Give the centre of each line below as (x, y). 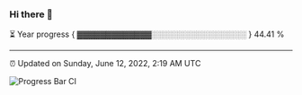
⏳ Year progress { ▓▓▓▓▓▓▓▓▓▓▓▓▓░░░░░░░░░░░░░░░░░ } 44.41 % (147, 34)
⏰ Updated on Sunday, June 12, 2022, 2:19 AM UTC (105, 64)
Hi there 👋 (31, 14)
